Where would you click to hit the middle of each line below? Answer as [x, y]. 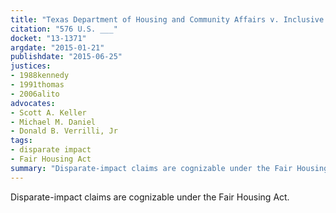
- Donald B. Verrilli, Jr [64, 131]
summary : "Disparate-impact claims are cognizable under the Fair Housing [169, 168]
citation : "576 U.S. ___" [64, 29]
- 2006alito [35, 94]
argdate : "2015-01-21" [57, 47]
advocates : [33, 103]
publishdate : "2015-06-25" [66, 57]
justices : [31, 66]
